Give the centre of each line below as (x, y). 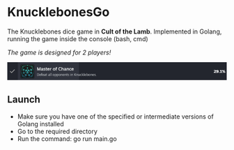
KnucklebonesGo (58, 12)
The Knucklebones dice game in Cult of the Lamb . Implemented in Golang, (115, 31)
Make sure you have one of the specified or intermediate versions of (115, 117)
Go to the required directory (57, 131)
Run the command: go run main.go (67, 138)
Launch (24, 99)
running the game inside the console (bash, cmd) (78, 38)
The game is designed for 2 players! (59, 52)
